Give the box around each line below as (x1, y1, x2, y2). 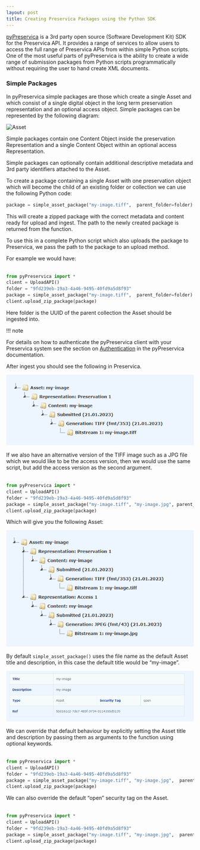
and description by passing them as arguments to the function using (6, 734, 174, 740)
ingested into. (6, 315, 40, 323)
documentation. (6, 351, 45, 358)
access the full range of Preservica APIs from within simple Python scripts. (6, 45, 189, 53)
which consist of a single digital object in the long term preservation (6, 99, 173, 107)
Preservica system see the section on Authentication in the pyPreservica (6, 345, 185, 352)
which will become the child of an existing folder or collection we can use (6, 183, 186, 190)
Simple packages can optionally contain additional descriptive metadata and (6, 159, 193, 166)
